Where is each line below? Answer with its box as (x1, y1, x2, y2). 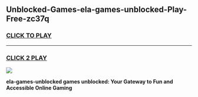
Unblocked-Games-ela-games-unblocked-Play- (6, 5, 187, 15)
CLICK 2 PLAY (6, 53, 47, 62)
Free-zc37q (6, 14, 49, 24)
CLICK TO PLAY (6, 32, 52, 40)
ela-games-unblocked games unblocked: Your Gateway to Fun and (6, 78, 173, 85)
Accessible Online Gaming (6, 84, 72, 91)
